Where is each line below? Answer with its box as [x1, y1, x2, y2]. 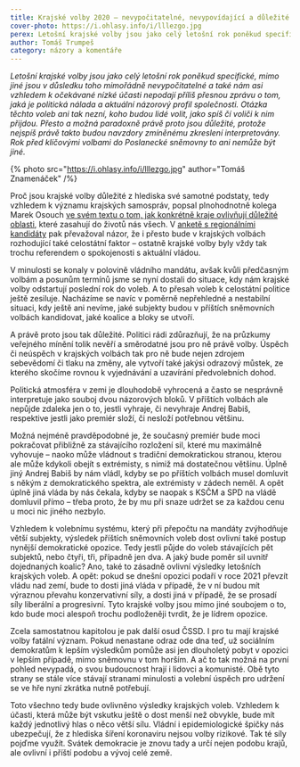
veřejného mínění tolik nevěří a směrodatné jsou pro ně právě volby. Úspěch [10, 339, 289, 350]
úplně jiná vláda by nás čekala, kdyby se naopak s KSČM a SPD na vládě [10, 487, 277, 498]
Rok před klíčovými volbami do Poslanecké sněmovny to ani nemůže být [10, 137, 276, 148]
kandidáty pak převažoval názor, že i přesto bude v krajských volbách [10, 228, 266, 239]
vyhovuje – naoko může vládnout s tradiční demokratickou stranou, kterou [10, 449, 282, 460]
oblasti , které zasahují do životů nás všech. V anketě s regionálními [10, 219, 256, 230]
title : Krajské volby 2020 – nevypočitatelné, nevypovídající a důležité [10, 12, 290, 22]
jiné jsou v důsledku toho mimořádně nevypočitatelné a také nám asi [10, 80, 264, 91]
